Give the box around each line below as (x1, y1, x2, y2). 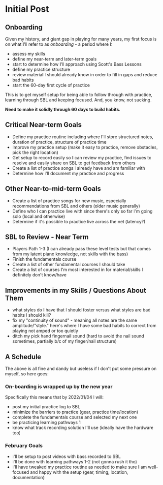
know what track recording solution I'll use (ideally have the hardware (12, 424, 154, 431)
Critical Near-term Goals (5, 121, 82, 129)
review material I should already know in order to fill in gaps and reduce (12, 72, 158, 77)
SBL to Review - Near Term (5, 233, 89, 242)
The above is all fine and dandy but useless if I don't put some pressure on (5, 365, 157, 372)
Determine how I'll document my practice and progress (12, 170, 124, 176)
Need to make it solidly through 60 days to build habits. (5, 107, 121, 112)
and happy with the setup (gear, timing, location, (30, 469, 129, 475)
